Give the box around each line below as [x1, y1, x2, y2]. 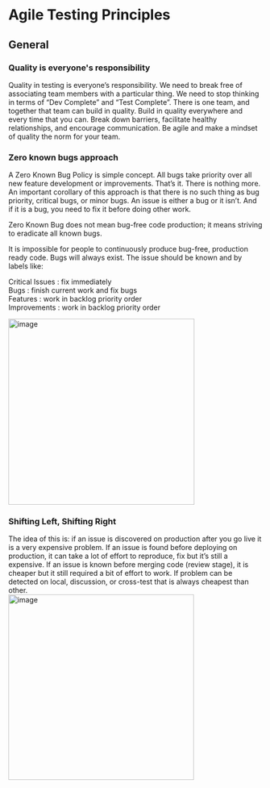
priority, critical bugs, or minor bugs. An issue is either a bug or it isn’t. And [8, 196, 257, 206]
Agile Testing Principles [8, 6, 171, 24]
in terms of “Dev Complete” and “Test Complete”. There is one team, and [8, 97, 250, 106]
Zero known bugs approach [8, 152, 118, 163]
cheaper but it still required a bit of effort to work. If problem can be [8, 569, 233, 578]
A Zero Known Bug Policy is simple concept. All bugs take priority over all [8, 170, 252, 180]
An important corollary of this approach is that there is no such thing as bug [8, 187, 260, 197]
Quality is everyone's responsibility [8, 62, 151, 73]
